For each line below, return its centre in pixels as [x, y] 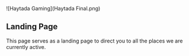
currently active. [26, 47]
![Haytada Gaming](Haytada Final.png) [53, 8]
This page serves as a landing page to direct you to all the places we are [94, 41]
